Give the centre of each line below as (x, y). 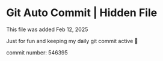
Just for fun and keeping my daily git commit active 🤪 (72, 41)
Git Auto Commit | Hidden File (82, 13)
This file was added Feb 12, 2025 (47, 29)
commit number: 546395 (37, 52)
